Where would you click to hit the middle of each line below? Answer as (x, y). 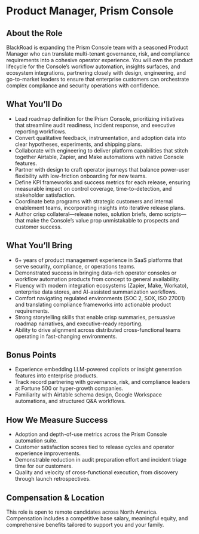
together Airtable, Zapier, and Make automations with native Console (99, 157)
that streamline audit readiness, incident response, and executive (95, 125)
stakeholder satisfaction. (45, 195)
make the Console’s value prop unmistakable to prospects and (102, 220)
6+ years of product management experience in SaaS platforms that (99, 260)
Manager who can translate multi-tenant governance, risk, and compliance (98, 54)
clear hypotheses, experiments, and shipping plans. (78, 144)
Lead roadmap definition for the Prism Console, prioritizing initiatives (99, 118)
